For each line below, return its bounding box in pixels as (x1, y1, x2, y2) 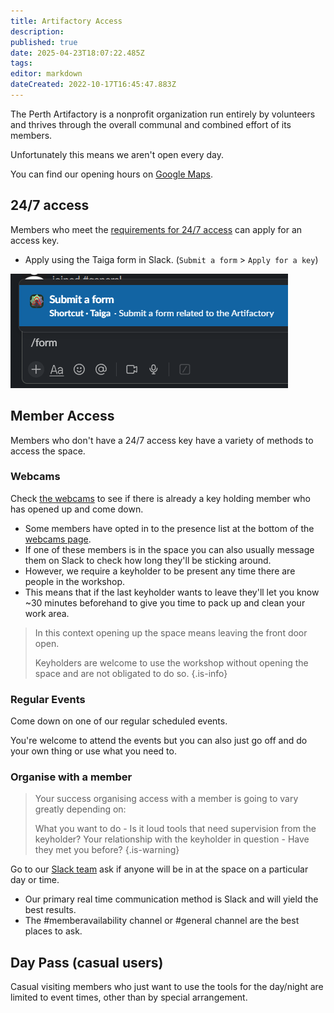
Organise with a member (10, 770, 133, 784)
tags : (10, 58, 33, 69)
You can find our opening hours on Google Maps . (10, 168, 214, 180)
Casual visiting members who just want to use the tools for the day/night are (10, 981, 324, 993)
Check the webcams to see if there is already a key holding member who (10, 492, 311, 504)
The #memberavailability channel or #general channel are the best (24, 915, 300, 927)
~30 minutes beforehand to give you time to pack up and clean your (24, 596, 306, 609)
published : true (10, 37, 78, 47)
